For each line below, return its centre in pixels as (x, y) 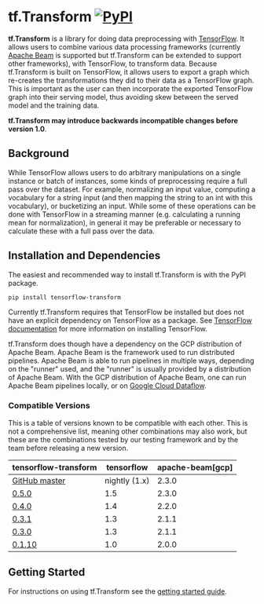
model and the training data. (54, 105)
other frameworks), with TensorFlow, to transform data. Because (113, 64)
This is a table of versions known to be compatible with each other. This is (128, 423)
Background (38, 154)
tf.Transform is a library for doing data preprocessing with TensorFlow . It (126, 38)
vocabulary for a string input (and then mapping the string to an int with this (130, 197)
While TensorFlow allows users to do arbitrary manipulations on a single (125, 172)
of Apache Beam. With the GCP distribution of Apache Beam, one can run (127, 377)
